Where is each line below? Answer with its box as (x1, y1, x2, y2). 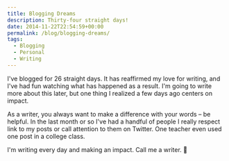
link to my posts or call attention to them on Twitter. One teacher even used (7, 124, 222, 133)
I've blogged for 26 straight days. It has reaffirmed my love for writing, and (7, 74, 221, 83)
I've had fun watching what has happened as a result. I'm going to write (7, 81, 212, 90)
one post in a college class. (7, 132, 85, 140)
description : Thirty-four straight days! (7, 17, 129, 24)
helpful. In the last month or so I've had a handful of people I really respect (7, 117, 221, 126)
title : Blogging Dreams (7, 10, 76, 17)
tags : (7, 36, 23, 43)
